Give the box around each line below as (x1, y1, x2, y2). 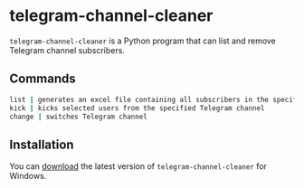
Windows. (9, 171, 47, 182)
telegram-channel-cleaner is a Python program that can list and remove (9, 35, 276, 46)
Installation (9, 136, 74, 152)
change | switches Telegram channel (9, 112, 147, 121)
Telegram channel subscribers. (9, 44, 125, 55)
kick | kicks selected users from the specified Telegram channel (9, 103, 265, 113)
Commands (9, 71, 77, 87)
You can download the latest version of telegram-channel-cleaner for (9, 161, 267, 172)
